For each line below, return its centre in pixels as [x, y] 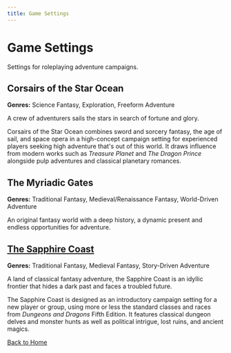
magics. [18, 329]
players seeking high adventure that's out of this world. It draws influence [112, 146]
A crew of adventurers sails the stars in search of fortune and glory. [103, 119]
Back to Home [27, 342]
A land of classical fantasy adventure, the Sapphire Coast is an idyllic [105, 279]
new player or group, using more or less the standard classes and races [109, 307]
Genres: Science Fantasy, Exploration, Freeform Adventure [91, 105]
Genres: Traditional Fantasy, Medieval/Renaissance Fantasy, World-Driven [113, 199]
